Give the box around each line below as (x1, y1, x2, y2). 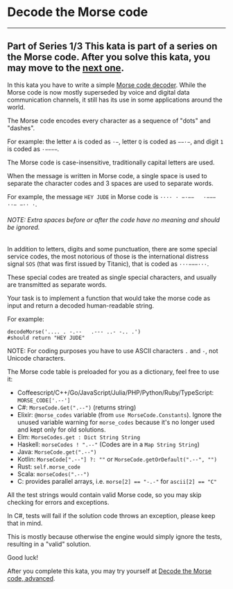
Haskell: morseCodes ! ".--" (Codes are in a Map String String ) (17, 440, 200, 448)
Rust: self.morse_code (17, 462, 81, 471)
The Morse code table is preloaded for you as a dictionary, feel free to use (7, 367, 220, 376)
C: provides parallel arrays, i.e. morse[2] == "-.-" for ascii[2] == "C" (17, 477, 217, 485)
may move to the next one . (7, 62, 125, 74)
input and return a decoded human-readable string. (7, 301, 155, 310)
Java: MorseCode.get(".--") (17, 447, 97, 456)
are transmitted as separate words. (7, 280, 107, 289)
